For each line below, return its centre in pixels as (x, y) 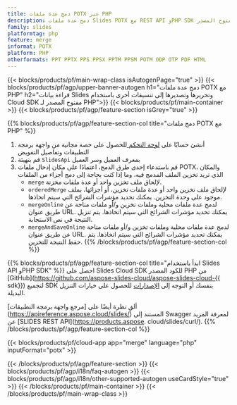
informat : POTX (30, 46)
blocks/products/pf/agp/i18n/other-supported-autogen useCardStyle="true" (118, 378)
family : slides (30, 27)
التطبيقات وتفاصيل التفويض (53, 151)
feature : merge (30, 40)
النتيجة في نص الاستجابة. (60, 219)
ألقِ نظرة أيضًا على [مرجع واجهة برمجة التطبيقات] (72, 306)
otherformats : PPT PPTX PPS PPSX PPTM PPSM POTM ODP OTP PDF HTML (107, 60)
